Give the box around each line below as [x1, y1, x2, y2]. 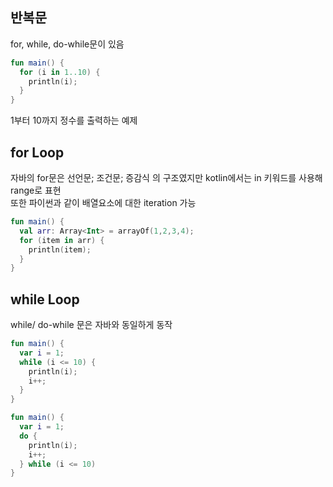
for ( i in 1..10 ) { [19, 67, 101, 77]
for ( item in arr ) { [19, 235, 105, 245]
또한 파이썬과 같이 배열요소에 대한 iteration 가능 [10, 197, 197, 208]
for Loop [10, 144, 65, 161]
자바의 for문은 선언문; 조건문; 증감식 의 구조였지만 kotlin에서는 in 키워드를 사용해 [10, 172, 323, 183]
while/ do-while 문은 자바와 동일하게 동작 [10, 319, 173, 331]
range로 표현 [10, 184, 62, 196]
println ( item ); [28, 244, 92, 255]
